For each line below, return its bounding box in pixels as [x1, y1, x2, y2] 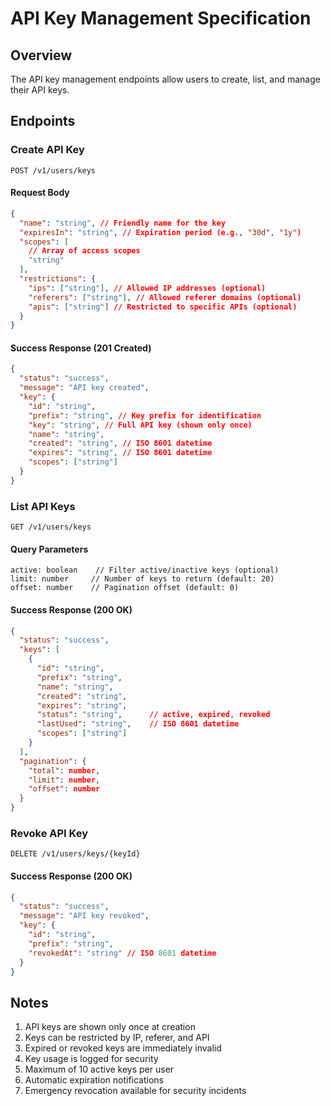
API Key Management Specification [10, 7, 312, 30]
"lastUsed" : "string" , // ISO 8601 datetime [36, 719, 240, 729]
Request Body [10, 187, 70, 199]
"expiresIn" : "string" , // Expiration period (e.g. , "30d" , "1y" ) [19, 227, 302, 237]
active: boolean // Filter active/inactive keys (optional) [10, 565, 280, 576]
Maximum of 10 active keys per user [24, 1063, 175, 1076]
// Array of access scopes [28, 246, 141, 256]
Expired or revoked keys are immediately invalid [24, 1042, 222, 1054]
